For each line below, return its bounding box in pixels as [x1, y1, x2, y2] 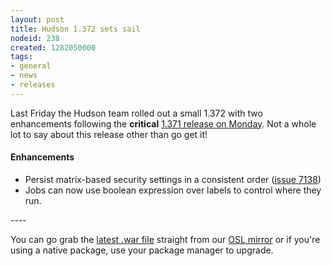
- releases [10, 80, 56, 90]
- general [10, 61, 52, 71]
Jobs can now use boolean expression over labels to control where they [24, 184, 322, 196]
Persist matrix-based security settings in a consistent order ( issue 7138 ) [24, 173, 322, 185]
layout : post [10, 14, 65, 25]
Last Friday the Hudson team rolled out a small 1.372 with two [10, 107, 263, 119]
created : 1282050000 [10, 42, 97, 53]
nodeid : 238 [10, 33, 60, 43]
